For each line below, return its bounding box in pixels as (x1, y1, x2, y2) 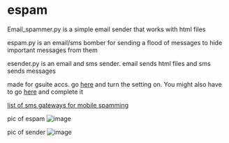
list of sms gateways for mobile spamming (7, 101, 129, 109)
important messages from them (7, 46, 98, 54)
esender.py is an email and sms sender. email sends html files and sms (7, 59, 211, 67)
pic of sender (7, 128, 46, 136)
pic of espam (7, 114, 45, 123)
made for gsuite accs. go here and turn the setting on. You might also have (7, 80, 222, 88)
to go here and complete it (7, 87, 84, 96)
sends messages (7, 67, 56, 75)
